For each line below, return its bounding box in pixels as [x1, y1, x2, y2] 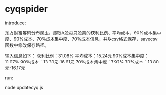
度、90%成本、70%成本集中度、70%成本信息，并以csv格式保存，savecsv [5, 36, 158, 42]
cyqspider [5, 3, 48, 15]
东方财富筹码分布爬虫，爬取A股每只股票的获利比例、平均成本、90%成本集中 [5, 30, 161, 35]
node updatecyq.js [5, 84, 43, 90]
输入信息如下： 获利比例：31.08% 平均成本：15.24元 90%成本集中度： [5, 53, 149, 59]
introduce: [5, 20, 26, 26]
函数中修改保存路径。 [5, 42, 49, 48]
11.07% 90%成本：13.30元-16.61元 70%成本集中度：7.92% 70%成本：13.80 [5, 59, 159, 64]
